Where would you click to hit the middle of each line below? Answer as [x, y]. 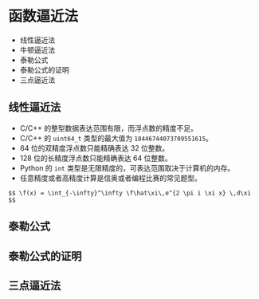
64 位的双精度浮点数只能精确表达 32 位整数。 [94, 148]
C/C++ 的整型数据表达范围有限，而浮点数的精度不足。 [108, 128]
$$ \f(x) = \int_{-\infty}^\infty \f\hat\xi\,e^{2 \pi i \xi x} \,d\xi [129, 193]
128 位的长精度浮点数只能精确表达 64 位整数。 [96, 158]
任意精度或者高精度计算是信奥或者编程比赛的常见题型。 [110, 178]
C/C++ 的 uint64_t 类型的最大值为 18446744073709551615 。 [116, 138]
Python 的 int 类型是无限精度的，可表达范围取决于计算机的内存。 [127, 167]
